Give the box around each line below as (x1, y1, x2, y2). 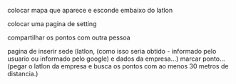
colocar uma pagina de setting (7, 20, 97, 28)
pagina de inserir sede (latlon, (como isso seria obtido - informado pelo (7, 47, 217, 55)
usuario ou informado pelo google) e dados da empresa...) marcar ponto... (7, 54, 226, 63)
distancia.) (7, 70, 39, 78)
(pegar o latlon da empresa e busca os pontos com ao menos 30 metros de (7, 62, 229, 70)
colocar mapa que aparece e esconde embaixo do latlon (7, 6, 173, 14)
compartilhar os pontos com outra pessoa (7, 33, 130, 42)
